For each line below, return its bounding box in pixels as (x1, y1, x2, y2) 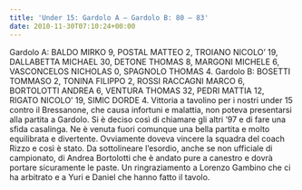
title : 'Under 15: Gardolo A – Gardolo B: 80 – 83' (9, 13, 209, 23)
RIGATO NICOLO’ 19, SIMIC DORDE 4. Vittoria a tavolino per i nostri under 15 (9, 94, 293, 105)
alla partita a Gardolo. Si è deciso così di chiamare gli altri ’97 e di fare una (9, 114, 287, 125)
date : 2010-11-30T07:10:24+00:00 (9, 22, 136, 31)
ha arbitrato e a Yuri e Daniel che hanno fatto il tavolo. (9, 171, 210, 182)
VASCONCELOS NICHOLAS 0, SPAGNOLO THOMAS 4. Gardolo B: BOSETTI (9, 65, 291, 77)
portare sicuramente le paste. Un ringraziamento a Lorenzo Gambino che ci (9, 162, 291, 173)
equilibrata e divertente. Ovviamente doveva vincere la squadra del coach (9, 133, 286, 144)
